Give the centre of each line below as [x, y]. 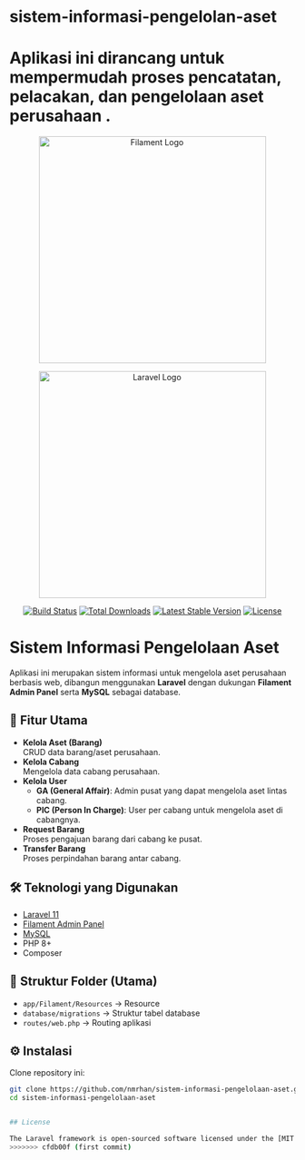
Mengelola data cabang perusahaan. [91, 771]
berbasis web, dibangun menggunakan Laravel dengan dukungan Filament [151, 683]
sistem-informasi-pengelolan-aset [143, 17]
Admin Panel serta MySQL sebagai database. [95, 693]
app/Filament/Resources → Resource [91, 1003]
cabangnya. [58, 820]
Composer [42, 953]
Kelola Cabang [51, 762]
